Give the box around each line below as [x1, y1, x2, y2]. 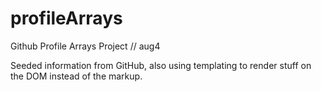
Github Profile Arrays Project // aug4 [10, 40, 161, 52]
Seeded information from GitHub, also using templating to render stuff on [10, 59, 312, 71]
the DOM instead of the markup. [10, 70, 143, 82]
